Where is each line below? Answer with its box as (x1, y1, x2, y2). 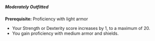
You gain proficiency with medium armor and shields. (12, 30, 119, 36)
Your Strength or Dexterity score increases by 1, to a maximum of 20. (12, 25, 151, 31)
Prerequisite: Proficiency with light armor (5, 16, 88, 22)
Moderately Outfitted (5, 4, 49, 10)
